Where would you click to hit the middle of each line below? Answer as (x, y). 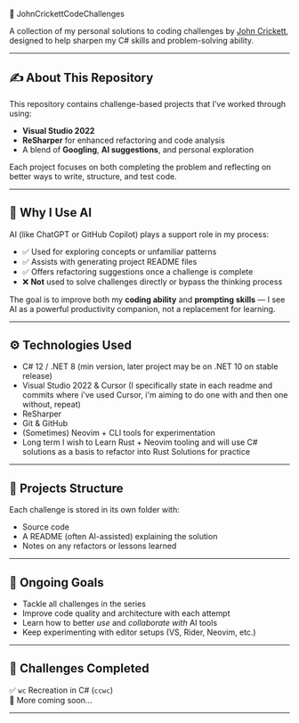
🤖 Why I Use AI (50, 213)
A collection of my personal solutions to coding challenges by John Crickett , (149, 31)
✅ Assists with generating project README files (109, 261)
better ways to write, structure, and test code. (93, 176)
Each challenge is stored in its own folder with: (94, 510)
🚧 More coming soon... (51, 700)
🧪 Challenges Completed (79, 669)
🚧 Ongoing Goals (57, 583)
